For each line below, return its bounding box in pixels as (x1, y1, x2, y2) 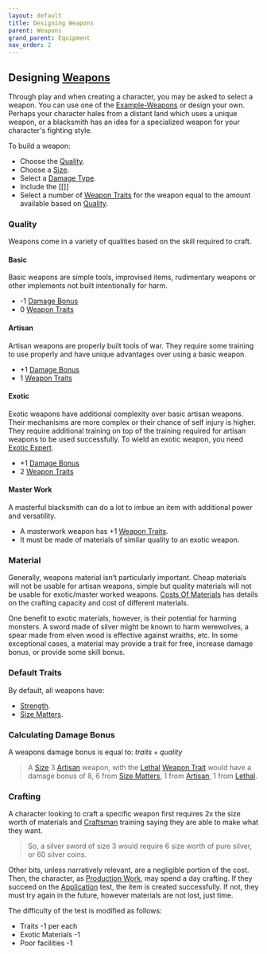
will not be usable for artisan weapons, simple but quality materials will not (8, 582, 252, 591)
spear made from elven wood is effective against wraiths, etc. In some (8, 630, 238, 641)
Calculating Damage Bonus (8, 729, 115, 740)
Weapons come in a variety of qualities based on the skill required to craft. (8, 236, 252, 247)
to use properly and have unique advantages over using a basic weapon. (8, 349, 246, 359)
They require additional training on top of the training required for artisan (8, 426, 246, 435)
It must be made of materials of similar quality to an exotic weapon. (19, 535, 240, 545)
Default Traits (8, 668, 62, 679)
